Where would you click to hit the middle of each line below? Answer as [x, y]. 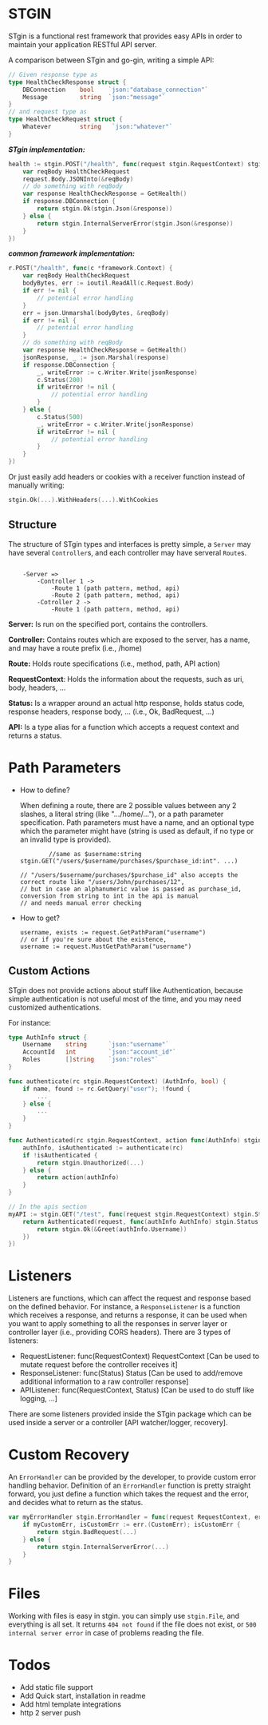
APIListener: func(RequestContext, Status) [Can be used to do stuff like [137, 1390]
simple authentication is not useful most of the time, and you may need [125, 998]
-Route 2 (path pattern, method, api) [115, 595]
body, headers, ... [37, 687]
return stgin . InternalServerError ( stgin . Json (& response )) [135, 223]
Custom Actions [49, 971]
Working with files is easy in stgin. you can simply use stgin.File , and [124, 1616]
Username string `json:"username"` [96, 1045]
